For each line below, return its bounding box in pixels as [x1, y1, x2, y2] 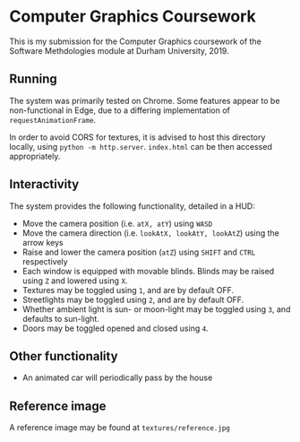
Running [9, 72, 58, 87]
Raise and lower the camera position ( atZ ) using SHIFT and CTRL [21, 247, 256, 257]
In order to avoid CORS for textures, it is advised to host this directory [9, 132, 266, 143]
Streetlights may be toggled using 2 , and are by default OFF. [21, 294, 244, 305]
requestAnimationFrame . [9, 114, 97, 125]
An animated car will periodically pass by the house [21, 372, 213, 383]
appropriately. [9, 151, 61, 161]
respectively [21, 256, 69, 266]
